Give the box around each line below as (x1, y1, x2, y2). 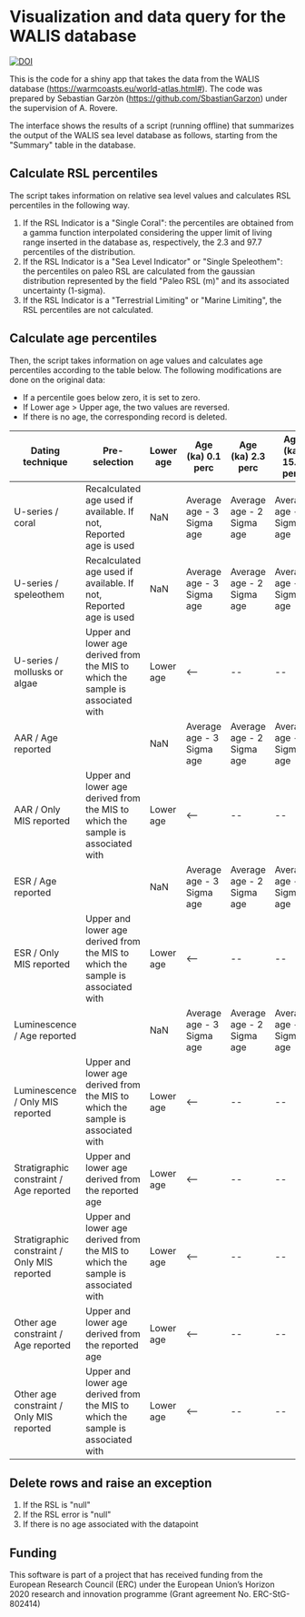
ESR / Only (14, 946, 60, 959)
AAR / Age (14, 731, 59, 743)
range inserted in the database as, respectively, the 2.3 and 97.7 (22, 237, 262, 248)
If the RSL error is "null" (22, 1509, 112, 1521)
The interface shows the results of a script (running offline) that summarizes (9, 120, 295, 131)
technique (22, 455, 68, 468)
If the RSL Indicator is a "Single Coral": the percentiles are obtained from (22, 217, 294, 228)
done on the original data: (9, 374, 106, 385)
